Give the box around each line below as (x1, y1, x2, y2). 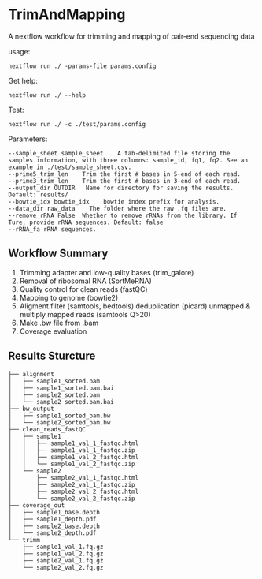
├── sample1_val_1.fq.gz (22, 543, 104, 551)
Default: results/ (8, 191, 68, 199)
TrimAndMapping (8, 6, 126, 24)
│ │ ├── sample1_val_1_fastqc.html (8, 439, 139, 447)
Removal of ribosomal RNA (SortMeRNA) (19, 276, 152, 286)
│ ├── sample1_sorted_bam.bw (8, 412, 111, 420)
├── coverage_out (8, 501, 65, 510)
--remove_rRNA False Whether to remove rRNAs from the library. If (8, 211, 238, 219)
